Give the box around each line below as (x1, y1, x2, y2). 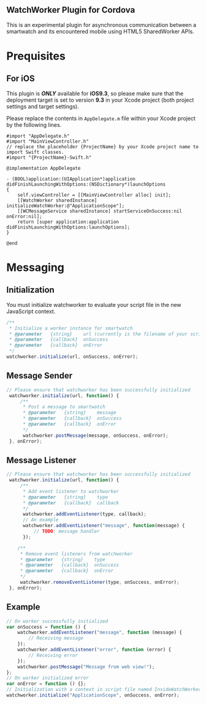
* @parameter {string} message (22, 410, 116, 416)
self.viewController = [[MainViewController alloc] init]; (17, 192, 172, 198)
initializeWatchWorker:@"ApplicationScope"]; (6, 202, 124, 209)
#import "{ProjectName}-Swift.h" (6, 154, 92, 161)
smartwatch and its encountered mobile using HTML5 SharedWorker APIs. (6, 28, 194, 35)
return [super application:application (17, 219, 120, 225)
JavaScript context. (6, 308, 56, 315)
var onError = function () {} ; (6, 681, 86, 687)
